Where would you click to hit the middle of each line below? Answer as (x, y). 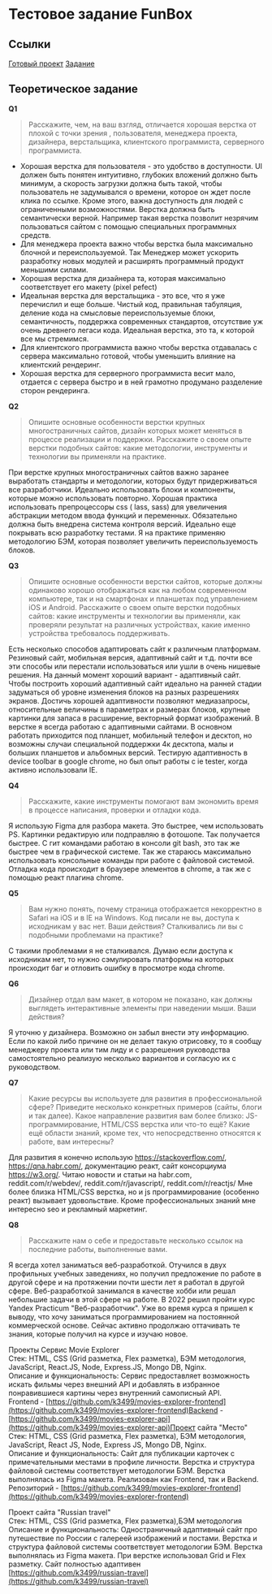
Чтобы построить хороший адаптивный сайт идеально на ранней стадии (135, 683)
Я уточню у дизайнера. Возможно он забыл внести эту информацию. (129, 1032)
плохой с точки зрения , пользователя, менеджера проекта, (133, 133)
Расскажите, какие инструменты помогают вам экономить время (143, 801)
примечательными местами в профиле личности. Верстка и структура (132, 1462)
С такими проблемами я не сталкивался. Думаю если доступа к (121, 951)
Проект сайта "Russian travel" (60, 1512)
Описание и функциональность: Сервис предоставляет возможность (129, 1375)
